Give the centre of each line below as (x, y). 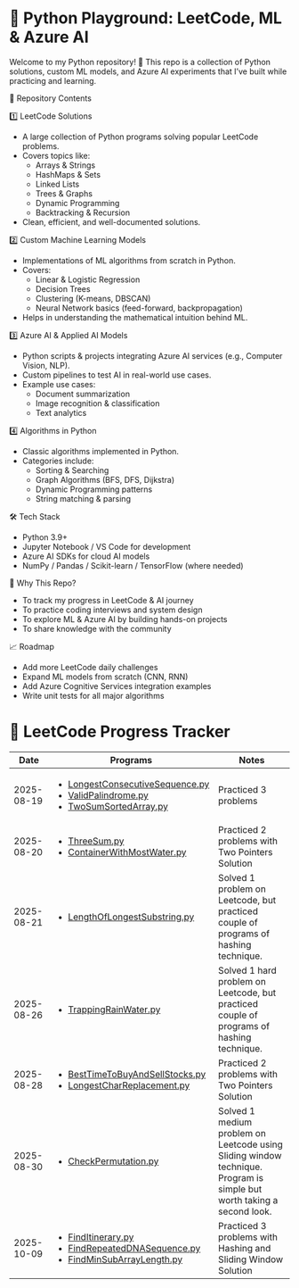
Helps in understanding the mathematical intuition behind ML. (135, 317)
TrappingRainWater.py (114, 1010)
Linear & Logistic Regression (88, 279)
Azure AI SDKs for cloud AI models (86, 556)
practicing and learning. (53, 80)
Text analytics (61, 412)
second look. (245, 1211)
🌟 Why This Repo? (43, 583)
